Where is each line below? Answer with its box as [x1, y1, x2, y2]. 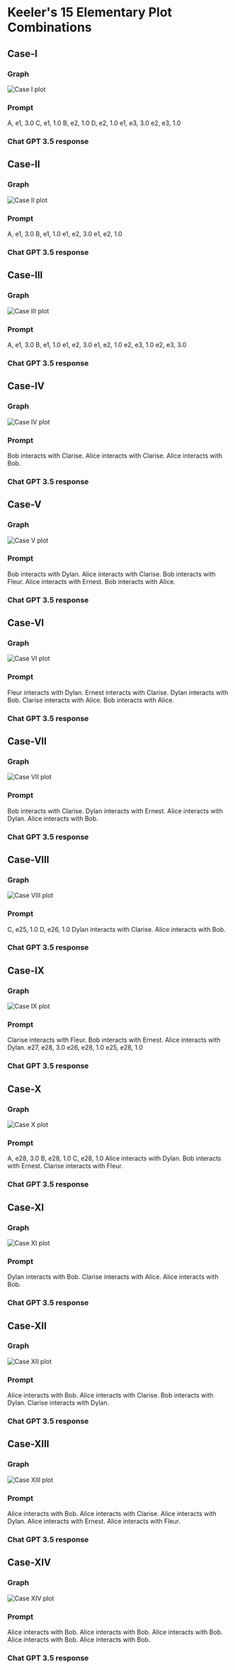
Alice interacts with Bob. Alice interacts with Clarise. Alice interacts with [7, 1510, 217, 1518]
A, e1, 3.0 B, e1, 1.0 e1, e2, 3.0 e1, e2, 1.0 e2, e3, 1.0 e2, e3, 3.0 [7, 340, 187, 348]
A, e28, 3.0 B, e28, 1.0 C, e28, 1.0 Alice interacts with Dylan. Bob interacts [7, 1154, 222, 1163]
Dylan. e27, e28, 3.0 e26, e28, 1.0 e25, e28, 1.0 [7, 1043, 144, 1052]
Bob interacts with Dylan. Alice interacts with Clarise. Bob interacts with [7, 569, 216, 578]
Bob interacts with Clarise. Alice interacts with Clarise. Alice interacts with [7, 451, 223, 460]
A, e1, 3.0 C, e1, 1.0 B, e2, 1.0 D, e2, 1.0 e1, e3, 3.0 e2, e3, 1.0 [7, 119, 181, 128]
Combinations [7, 19, 92, 35]
